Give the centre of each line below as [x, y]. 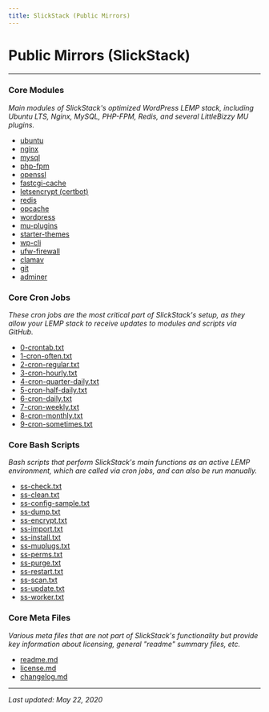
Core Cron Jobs [39, 297]
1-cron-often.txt [46, 356]
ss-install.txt [40, 537]
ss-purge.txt [40, 563]
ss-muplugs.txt [45, 546]
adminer [34, 277]
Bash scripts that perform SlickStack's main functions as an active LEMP [129, 463]
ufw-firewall [40, 251]
